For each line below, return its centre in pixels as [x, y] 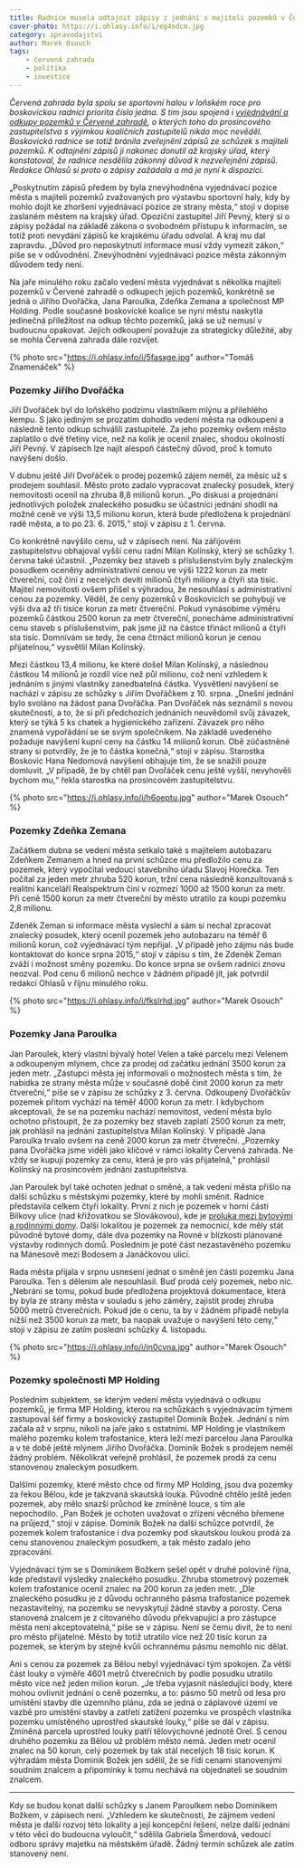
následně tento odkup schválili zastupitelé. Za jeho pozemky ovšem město [148, 429]
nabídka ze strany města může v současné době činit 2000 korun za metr [147, 1082]
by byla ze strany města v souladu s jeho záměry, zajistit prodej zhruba [142, 1300]
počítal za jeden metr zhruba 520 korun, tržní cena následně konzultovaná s [151, 879]
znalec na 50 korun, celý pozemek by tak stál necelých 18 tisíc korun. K [142, 1750]
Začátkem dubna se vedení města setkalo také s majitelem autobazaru [140, 850]
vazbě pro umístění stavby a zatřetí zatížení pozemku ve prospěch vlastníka [151, 1711]
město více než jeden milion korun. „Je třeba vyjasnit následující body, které [151, 1683]
